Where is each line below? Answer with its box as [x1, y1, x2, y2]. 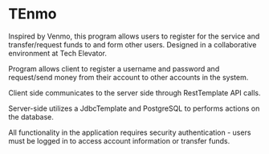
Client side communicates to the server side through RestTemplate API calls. [8, 87, 261, 97]
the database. [8, 111, 55, 121]
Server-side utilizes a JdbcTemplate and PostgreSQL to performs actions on [8, 103, 260, 113]
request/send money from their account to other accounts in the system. [8, 72, 249, 82]
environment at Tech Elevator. [8, 48, 107, 58]
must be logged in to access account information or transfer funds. [8, 136, 230, 145]
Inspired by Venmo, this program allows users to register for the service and [8, 31, 260, 41]
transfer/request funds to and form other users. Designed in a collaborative [8, 39, 257, 49]
